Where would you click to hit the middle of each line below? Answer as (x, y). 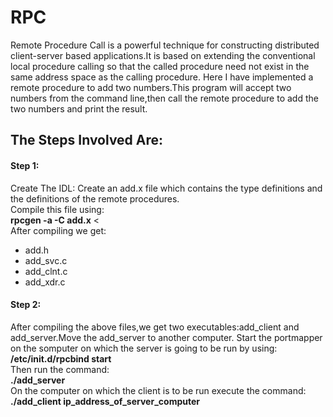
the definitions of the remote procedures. (95, 198)
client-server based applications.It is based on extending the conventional (163, 55)
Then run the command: (60, 369)
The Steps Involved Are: (87, 140)
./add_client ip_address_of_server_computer (105, 401)
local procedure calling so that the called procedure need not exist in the (160, 66)
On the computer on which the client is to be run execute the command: (158, 390)
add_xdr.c (45, 282)
